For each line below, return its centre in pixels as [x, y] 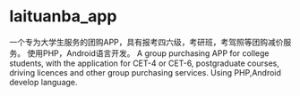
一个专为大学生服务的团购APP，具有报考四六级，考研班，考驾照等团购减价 [146, 42]
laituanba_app [63, 16]
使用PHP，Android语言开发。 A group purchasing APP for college [148, 53]
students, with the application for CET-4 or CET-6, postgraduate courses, [145, 63]
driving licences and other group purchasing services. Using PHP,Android [146, 72]
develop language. [43, 82]
